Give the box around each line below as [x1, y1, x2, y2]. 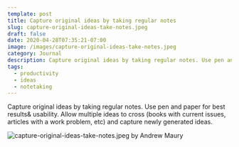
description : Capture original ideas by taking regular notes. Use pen [7, 57, 224, 64]
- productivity [14, 70, 59, 77]
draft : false [7, 30, 46, 38]
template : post [7, 10, 53, 18]
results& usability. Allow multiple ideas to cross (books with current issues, [7, 110, 226, 119]
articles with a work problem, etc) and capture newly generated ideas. [7, 118, 213, 126]
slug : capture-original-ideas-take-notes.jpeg [7, 23, 148, 31]
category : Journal [7, 50, 62, 58]
